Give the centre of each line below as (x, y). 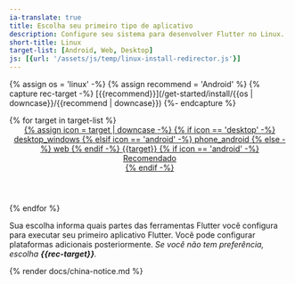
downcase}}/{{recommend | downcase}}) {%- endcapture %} (123, 103)
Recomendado (150, 158)
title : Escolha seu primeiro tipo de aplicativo (101, 26)
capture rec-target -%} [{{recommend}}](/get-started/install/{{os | (131, 93)
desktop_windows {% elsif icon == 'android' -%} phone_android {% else (147, 139)
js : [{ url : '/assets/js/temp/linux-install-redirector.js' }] (125, 59)
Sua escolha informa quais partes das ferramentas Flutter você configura (143, 225)
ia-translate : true (45, 17)
